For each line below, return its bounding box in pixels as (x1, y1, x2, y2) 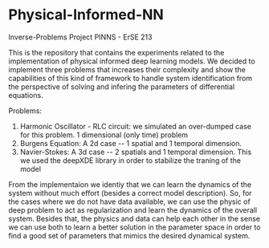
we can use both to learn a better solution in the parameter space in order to (8, 222, 261, 232)
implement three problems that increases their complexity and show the (8, 64, 247, 74)
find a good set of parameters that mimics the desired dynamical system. (8, 230, 251, 240)
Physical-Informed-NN (8, 6, 165, 24)
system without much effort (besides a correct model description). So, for (8, 188, 252, 197)
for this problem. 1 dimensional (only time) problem (19, 130, 189, 140)
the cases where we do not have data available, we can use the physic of (8, 197, 251, 206)
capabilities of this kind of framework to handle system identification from (8, 73, 253, 83)
